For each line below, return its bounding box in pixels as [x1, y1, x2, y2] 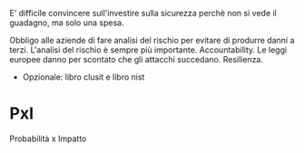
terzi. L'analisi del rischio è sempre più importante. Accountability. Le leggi [9, 44, 288, 55]
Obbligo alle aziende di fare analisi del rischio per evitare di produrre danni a [9, 35, 295, 45]
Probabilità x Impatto [9, 133, 87, 144]
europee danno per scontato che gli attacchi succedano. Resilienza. [9, 54, 264, 64]
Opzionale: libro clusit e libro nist [22, 72, 145, 82]
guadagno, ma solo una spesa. [9, 17, 124, 28]
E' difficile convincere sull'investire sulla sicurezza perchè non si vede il [9, 8, 277, 18]
